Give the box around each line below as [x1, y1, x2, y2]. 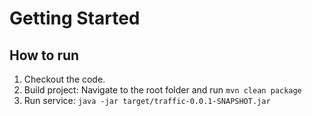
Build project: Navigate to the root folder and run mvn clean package [23, 84, 302, 96]
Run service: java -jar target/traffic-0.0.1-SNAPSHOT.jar [23, 95, 271, 106]
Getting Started [9, 7, 141, 30]
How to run [9, 47, 80, 64]
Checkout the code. [23, 73, 106, 85]
